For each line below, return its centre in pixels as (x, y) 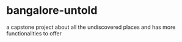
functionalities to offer (34, 33)
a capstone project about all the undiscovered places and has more (91, 27)
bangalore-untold (52, 10)
